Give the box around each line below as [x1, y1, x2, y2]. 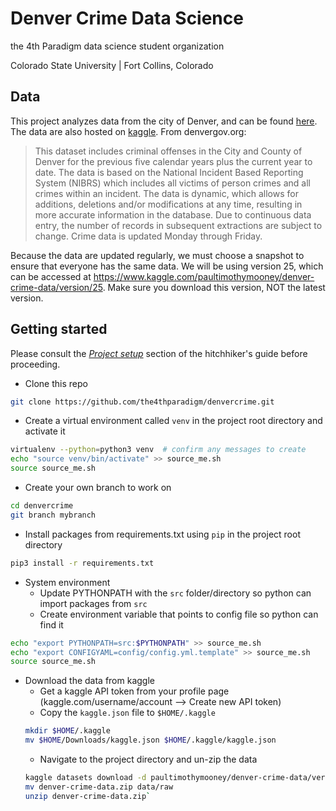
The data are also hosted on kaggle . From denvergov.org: [10, 125, 247, 137]
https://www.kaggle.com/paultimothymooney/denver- [93, 270, 315, 282]
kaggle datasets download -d [24, 773, 147, 783]
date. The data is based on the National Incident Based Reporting [34, 166, 304, 178]
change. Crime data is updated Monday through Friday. [34, 230, 263, 242]
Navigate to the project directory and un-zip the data [39, 753, 258, 766]
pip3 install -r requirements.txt [10, 558, 155, 568]
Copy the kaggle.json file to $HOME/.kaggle [39, 707, 216, 719]
